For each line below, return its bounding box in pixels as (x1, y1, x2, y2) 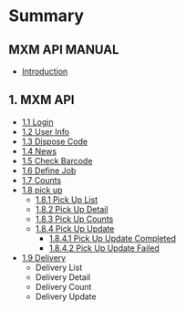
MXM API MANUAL (8, 42, 119, 57)
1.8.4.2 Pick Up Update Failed (48, 243, 160, 254)
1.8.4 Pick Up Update (35, 223, 115, 233)
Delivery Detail (35, 271, 91, 283)
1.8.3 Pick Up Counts (35, 213, 114, 224)
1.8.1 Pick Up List (35, 193, 98, 205)
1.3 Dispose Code (21, 136, 88, 147)
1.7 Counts (21, 174, 62, 185)
